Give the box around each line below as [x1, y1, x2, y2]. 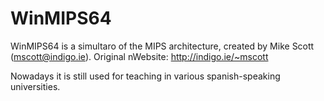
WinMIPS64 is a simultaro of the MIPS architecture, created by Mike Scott [10, 40, 315, 52]
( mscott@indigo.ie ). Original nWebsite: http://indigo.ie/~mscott [10, 50, 269, 62]
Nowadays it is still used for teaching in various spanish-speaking [10, 70, 281, 82]
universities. [10, 80, 61, 92]
